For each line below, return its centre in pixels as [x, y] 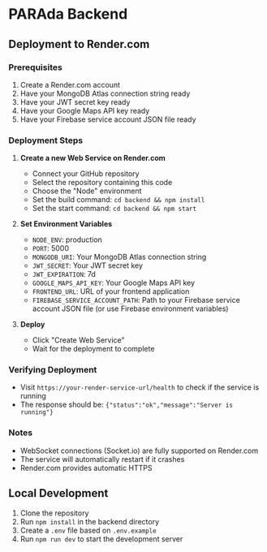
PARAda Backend [68, 14]
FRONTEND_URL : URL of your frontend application [111, 291]
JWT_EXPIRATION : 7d [64, 274]
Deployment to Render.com [79, 44]
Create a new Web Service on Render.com [93, 158]
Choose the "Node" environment [87, 191]
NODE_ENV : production [67, 239]
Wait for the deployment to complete [93, 349]
